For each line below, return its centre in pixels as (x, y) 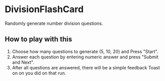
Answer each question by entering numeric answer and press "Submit (85, 57)
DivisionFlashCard (44, 9)
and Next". (23, 62)
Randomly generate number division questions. (54, 23)
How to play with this (38, 39)
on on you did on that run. (39, 73)
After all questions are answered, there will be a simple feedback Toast (86, 67)
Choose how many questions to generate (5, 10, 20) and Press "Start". (85, 51)
